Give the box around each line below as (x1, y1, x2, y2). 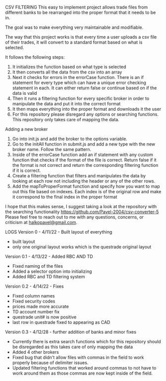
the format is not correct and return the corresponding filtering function (12, 162, 159, 168)
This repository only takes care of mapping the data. (12, 117, 120, 122)
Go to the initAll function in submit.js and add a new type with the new (12, 141, 156, 147)
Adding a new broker (5, 126, 48, 132)
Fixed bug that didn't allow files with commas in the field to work (12, 355, 144, 360)
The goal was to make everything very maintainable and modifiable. (5, 24, 144, 30)
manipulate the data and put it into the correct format (12, 101, 121, 106)
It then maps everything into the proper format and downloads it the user (12, 106, 162, 112)
